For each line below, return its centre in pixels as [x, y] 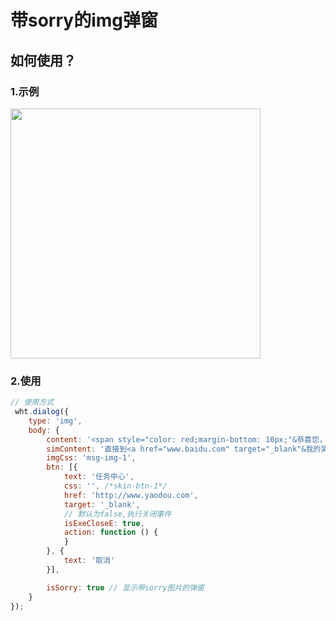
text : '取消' [89, 561]
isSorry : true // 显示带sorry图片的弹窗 [125, 587]
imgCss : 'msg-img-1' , [91, 458]
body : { [44, 430]
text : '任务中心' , [99, 477]
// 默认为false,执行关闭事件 [117, 514]
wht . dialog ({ [42, 412]
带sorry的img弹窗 [84, 20]
